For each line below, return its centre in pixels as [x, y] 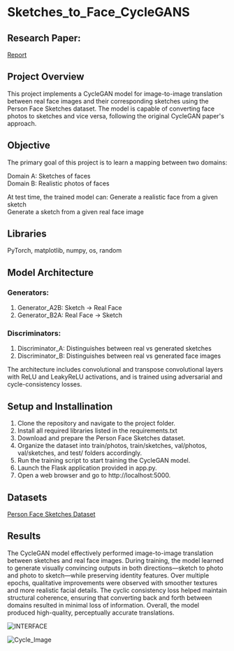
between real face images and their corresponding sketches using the [108, 101]
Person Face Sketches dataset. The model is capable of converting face [111, 108]
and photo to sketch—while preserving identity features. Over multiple [108, 575]
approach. [22, 123]
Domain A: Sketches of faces [49, 176]
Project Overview [46, 77]
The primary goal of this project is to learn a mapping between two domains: [117, 162]
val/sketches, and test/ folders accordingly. [80, 453]
